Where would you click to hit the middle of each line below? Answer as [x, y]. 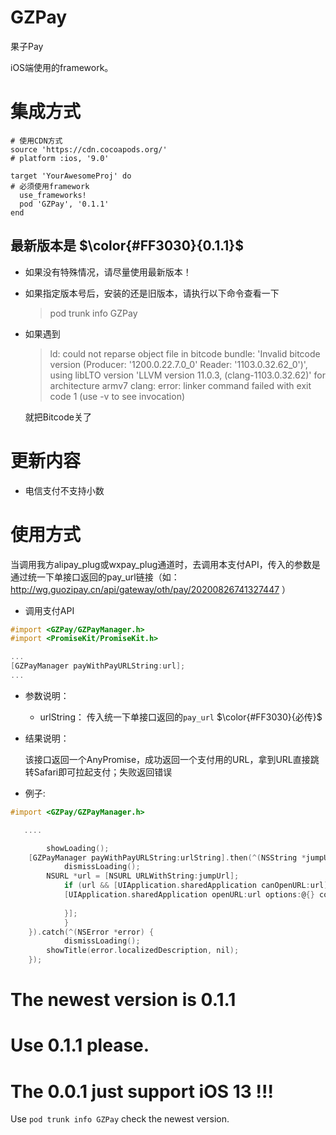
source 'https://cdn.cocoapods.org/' [89, 149]
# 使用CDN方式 [36, 141]
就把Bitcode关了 [58, 417]
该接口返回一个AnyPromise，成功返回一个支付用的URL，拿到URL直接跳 [172, 759]
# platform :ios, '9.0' [60, 158]
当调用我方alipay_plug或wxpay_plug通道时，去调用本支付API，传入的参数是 [165, 564]
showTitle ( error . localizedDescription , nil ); [143, 951]
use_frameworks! [53, 195]
